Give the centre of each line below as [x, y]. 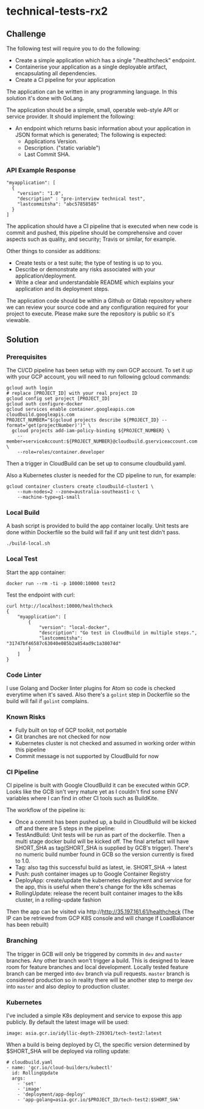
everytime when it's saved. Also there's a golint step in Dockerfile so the [98, 695]
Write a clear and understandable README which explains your [95, 282]
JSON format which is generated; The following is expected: [91, 135]
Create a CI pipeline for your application [65, 80]
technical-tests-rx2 [57, 11]
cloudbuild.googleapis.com [40, 414]
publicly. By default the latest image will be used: [68, 1022]
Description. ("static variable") [62, 148]
